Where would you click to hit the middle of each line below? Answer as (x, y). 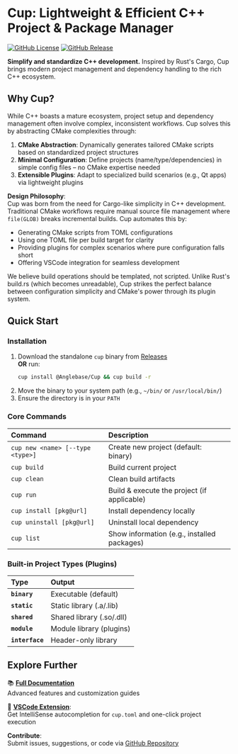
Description (129, 435)
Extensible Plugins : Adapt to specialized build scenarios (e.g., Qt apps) (122, 174)
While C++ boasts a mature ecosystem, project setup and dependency (110, 116)
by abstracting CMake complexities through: (72, 131)
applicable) (127, 499)
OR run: (29, 364)
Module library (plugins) (91, 629)
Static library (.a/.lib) (85, 605)
